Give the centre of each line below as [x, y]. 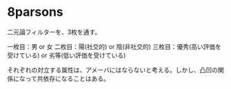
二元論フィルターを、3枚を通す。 [54, 32]
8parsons [35, 12]
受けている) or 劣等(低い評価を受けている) [67, 55]
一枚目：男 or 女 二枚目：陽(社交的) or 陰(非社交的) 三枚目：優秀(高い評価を [114, 46]
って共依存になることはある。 [68, 78]
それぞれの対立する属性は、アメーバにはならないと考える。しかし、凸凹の [113, 70]
